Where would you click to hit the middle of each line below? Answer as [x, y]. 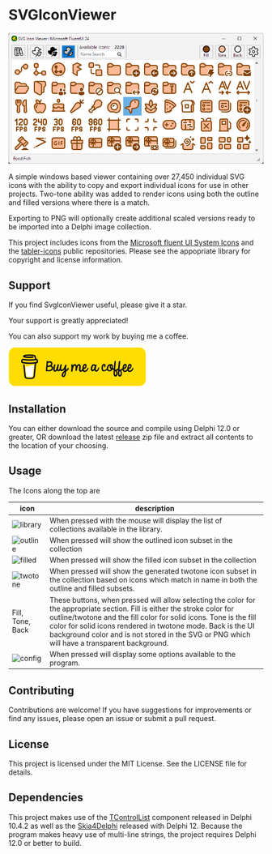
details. [21, 772]
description [155, 509]
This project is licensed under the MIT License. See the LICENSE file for [128, 763]
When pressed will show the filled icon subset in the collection [153, 560]
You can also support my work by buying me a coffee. [98, 336]
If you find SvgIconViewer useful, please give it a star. [98, 305]
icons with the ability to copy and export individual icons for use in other [129, 186]
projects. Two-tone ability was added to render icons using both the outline [134, 194]
